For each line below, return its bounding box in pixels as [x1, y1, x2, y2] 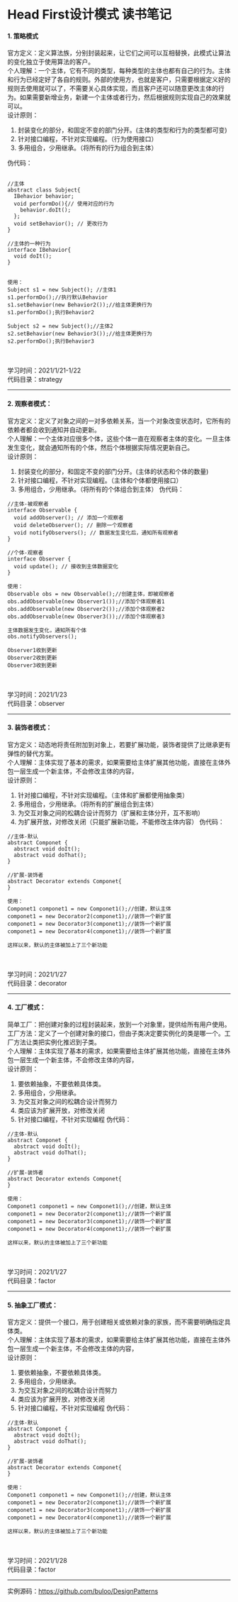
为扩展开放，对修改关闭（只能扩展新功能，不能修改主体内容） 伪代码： [17, 817, 225, 826]
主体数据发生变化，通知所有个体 [7, 626, 87, 634]
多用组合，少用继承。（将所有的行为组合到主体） [17, 143, 158, 153]
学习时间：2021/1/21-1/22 [7, 366, 81, 375]
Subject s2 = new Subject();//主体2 [7, 323, 113, 330]
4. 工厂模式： [7, 1003, 46, 1012]
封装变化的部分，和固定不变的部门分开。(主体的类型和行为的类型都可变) [17, 126, 228, 135]
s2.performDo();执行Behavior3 [7, 338, 94, 345]
